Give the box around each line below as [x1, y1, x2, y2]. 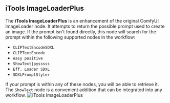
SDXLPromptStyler [12, 72, 50, 77]
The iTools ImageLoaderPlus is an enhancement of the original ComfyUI [5, 17, 159, 24]
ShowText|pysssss [12, 61, 50, 66]
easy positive [12, 56, 43, 61]
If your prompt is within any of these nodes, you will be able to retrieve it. [5, 81, 159, 87]
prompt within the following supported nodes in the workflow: [5, 34, 136, 40]
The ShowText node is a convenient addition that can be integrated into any [5, 87, 162, 93]
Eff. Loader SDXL [12, 67, 50, 72]
